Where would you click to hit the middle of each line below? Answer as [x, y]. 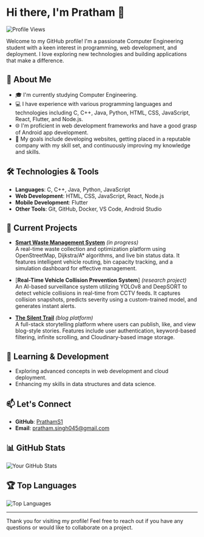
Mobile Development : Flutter [51, 202]
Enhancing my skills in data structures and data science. [85, 384]
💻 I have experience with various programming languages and [93, 104]
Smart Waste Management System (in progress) [76, 242]
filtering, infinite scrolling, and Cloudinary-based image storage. [95, 337]
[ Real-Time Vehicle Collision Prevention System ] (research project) [101, 280]
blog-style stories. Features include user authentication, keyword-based [105, 331]
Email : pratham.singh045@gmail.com [62, 428]
